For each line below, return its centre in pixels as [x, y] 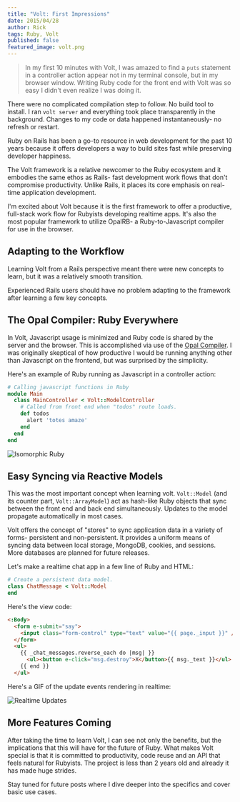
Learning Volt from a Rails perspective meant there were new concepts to [116, 269]
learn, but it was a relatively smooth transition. [75, 276]
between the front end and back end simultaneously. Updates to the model [117, 508]
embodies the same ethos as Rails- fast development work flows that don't [117, 177]
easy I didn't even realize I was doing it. [83, 90]
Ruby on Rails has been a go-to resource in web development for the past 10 [120, 141]
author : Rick [27, 27]
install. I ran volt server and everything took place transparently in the [111, 112]
